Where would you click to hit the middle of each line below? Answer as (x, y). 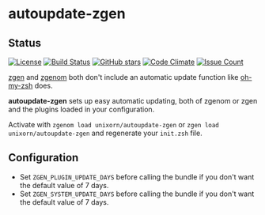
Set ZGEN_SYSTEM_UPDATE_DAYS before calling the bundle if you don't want (137, 194)
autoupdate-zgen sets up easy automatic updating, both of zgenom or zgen (133, 101)
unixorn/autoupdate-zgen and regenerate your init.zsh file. (106, 133)
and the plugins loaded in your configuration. (81, 109)
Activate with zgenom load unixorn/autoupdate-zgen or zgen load (114, 124)
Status (25, 43)
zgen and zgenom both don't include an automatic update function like (123, 77)
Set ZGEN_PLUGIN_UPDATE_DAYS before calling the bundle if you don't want (137, 177)
